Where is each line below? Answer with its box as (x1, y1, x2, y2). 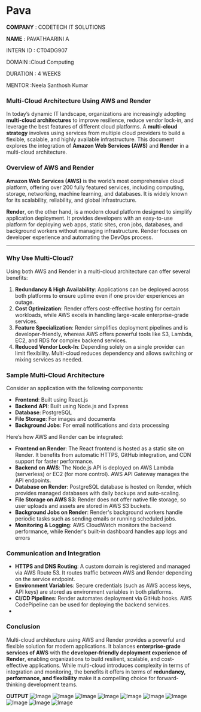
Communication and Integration (6, 549, 100, 558)
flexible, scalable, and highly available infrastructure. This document (6, 136, 175, 143)
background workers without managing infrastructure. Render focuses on (6, 227, 187, 234)
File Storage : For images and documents (14, 415, 116, 423)
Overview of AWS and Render (6, 163, 95, 172)
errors (14, 534, 31, 542)
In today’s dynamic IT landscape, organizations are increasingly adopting (6, 110, 187, 118)
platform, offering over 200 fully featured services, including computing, (6, 184, 184, 191)
